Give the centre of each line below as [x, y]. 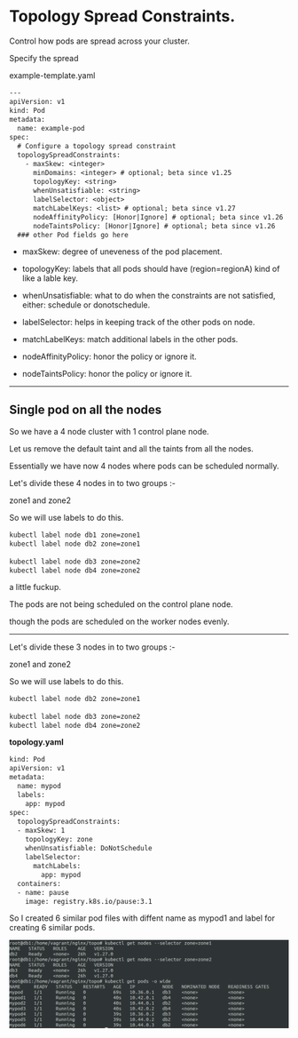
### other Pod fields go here [73, 235]
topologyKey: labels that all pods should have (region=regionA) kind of [151, 268]
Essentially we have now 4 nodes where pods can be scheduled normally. [144, 466]
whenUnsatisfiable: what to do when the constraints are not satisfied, [149, 295]
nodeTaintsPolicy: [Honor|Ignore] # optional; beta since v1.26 [154, 226]
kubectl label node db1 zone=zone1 [75, 535]
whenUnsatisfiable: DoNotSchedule [89, 848]
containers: [39, 883]
